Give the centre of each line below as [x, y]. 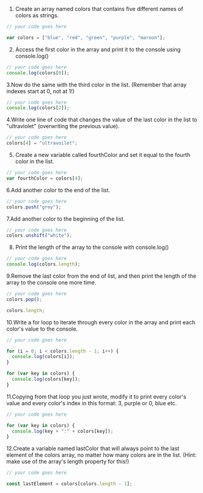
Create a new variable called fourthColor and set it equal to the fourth [103, 155]
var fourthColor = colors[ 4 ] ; [45, 178]
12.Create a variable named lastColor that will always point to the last [93, 449]
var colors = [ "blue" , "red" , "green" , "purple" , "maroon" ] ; [86, 37]
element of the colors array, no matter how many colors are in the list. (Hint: [102, 455]
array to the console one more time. [51, 282]
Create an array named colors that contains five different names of [99, 9]
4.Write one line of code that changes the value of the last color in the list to [102, 120]
